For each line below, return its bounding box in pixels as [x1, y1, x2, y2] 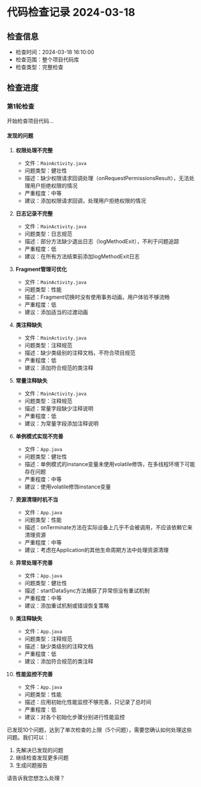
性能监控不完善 [15, 670, 53, 677]
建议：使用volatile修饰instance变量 [24, 483, 111, 490]
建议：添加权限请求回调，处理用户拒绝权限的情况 [24, 197, 146, 204]
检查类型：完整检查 [15, 64, 64, 70]
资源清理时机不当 [15, 496, 58, 503]
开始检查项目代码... [7, 117, 54, 124]
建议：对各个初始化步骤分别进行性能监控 [24, 713, 125, 720]
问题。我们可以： [7, 733, 49, 741]
